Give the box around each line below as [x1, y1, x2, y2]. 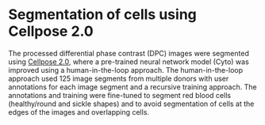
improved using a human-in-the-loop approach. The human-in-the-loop [8, 65, 244, 74]
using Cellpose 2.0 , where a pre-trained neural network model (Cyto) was [8, 57, 250, 66]
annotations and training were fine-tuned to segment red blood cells [8, 90, 232, 100]
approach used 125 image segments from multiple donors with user [8, 74, 229, 83]
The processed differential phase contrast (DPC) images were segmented [8, 48, 250, 58]
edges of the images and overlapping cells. [8, 107, 149, 116]
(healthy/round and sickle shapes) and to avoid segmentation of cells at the [8, 99, 255, 108]
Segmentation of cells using [8, 6, 197, 24]
